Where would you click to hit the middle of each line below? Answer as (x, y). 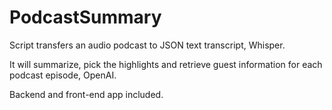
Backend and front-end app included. (86, 94)
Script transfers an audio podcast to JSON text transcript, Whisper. (147, 45)
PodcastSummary (85, 17)
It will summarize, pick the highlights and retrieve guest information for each (166, 64)
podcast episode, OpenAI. (63, 75)
